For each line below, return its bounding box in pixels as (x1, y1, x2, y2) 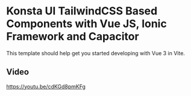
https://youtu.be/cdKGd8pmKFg (6, 83, 86, 90)
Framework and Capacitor (6, 30, 140, 43)
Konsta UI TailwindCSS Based (6, 4, 158, 18)
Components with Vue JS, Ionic (6, 17, 167, 31)
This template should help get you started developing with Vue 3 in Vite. (6, 49, 186, 56)
